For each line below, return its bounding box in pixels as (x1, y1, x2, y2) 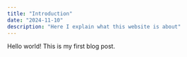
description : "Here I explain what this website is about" (7, 23, 181, 30)
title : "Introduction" (7, 10, 73, 17)
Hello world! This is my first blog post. (7, 42, 116, 51)
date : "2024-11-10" (7, 17, 64, 24)
